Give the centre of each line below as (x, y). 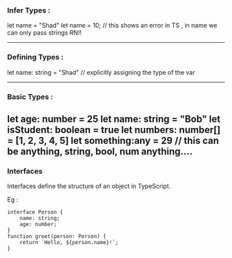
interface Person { (35, 212)
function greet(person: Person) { (57, 237)
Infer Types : (29, 10)
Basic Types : (30, 97)
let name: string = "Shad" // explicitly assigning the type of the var (101, 72)
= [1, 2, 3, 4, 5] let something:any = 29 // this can (113, 140)
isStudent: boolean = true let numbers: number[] (114, 130)
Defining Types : (35, 57)
